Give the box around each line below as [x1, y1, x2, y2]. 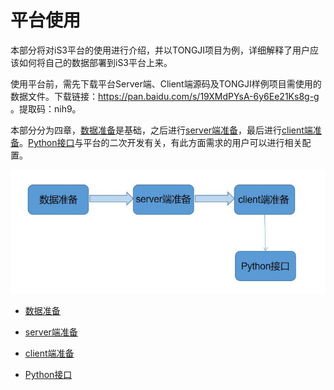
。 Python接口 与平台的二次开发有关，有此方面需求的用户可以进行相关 [19, 136, 303, 148]
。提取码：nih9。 [10, 102, 82, 115]
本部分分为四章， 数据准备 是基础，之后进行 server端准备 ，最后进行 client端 [10, 124, 313, 136]
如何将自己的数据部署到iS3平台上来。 [18, 56, 173, 68]
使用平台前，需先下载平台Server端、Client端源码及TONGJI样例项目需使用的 [10, 77, 322, 90]
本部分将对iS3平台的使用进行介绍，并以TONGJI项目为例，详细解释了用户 [10, 44, 311, 56]
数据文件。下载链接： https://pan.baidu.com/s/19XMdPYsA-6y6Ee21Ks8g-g [10, 90, 320, 102]
